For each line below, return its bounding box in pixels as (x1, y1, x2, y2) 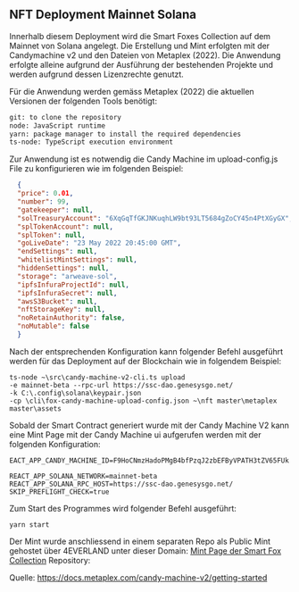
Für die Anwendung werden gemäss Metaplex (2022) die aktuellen (9, 86, 254, 96)
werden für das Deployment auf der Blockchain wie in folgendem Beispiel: (9, 355, 282, 366)
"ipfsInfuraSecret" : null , (17, 288, 118, 297)
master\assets (9, 404, 62, 413)
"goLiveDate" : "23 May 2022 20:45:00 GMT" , (17, 238, 181, 248)
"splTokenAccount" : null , (17, 222, 114, 231)
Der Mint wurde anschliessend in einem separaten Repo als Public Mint (9, 536, 270, 546)
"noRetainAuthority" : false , (17, 313, 126, 322)
